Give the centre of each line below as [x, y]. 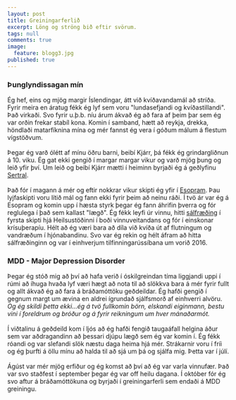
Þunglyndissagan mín [45, 84]
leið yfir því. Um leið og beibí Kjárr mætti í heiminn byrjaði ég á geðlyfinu [112, 167]
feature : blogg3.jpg [44, 54]
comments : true [30, 40]
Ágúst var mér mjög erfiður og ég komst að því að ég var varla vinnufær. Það [118, 366]
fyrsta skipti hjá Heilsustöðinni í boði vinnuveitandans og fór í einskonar [111, 220]
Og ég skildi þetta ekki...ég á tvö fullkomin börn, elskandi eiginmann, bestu [116, 306]
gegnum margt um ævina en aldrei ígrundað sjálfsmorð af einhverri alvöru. [115, 299]
